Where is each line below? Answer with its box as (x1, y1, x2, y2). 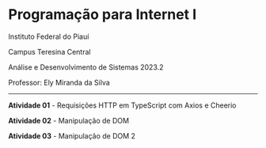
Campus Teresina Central (8, 47, 91, 56)
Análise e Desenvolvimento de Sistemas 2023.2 (8, 62, 164, 72)
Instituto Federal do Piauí (8, 32, 89, 41)
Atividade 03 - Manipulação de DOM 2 (8, 131, 136, 140)
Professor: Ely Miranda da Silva (8, 78, 111, 87)
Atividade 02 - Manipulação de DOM (8, 116, 129, 125)
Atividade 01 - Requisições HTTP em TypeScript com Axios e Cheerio (8, 101, 237, 110)
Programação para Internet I (8, 6, 197, 24)
